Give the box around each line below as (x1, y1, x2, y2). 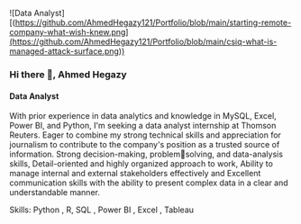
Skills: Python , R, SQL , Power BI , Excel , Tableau (9, 204, 195, 215)
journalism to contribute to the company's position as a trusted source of (9, 139, 280, 150)
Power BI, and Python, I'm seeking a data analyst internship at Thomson (9, 121, 277, 131)
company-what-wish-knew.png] (9, 27, 129, 37)
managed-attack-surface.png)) (9, 46, 125, 57)
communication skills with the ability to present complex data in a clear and (9, 177, 288, 188)
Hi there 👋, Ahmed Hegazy (9, 67, 128, 80)
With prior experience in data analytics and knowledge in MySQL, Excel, (9, 111, 277, 121)
